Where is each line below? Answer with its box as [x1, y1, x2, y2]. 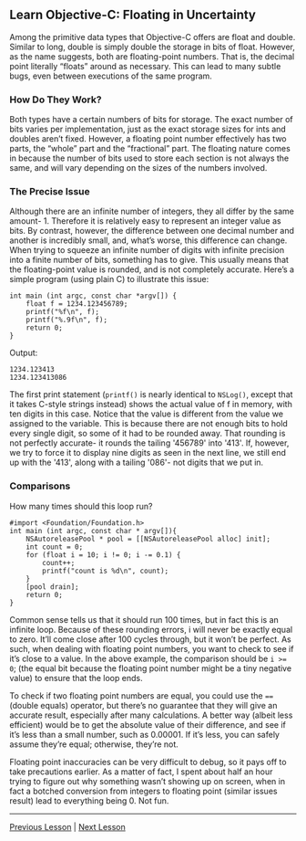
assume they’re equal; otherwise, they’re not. [9, 739, 179, 750]
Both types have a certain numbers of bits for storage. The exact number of [9, 114, 293, 125]
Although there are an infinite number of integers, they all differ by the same [9, 205, 294, 217]
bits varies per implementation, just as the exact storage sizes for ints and [9, 123, 287, 135]
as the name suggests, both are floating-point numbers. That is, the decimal [9, 50, 295, 62]
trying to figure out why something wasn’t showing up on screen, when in [9, 775, 285, 786]
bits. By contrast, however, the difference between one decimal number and [9, 226, 294, 237]
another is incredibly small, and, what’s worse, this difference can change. [9, 235, 288, 246]
